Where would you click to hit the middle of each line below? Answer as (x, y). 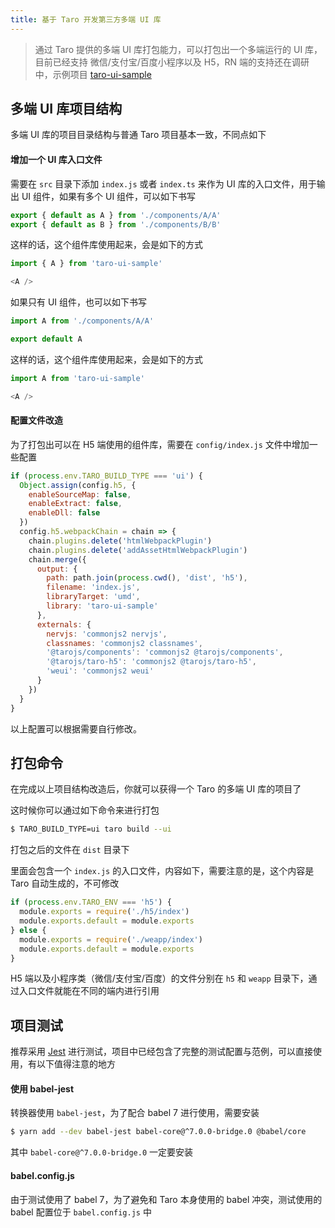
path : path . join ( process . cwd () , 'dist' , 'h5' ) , (147, 578)
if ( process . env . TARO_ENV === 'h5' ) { (91, 902)
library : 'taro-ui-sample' (102, 606)
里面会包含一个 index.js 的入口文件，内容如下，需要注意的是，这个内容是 (162, 871)
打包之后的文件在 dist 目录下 (70, 850)
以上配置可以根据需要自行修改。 (76, 728)
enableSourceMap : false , (80, 494)
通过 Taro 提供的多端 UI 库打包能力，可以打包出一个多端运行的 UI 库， (178, 49)
